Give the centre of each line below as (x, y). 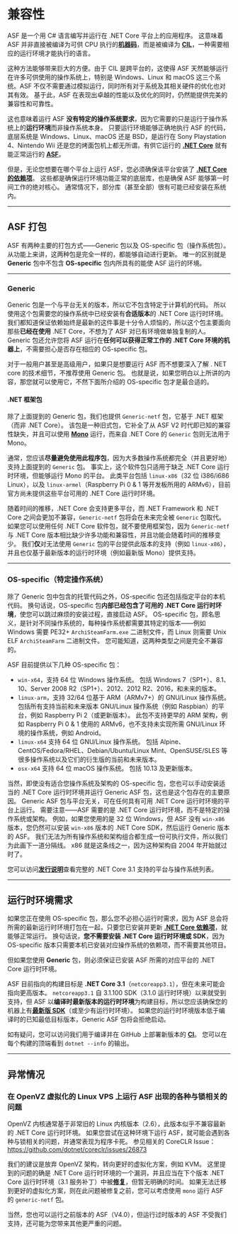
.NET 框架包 (25, 399)
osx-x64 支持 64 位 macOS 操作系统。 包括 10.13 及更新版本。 (107, 768)
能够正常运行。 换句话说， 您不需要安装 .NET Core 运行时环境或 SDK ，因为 (116, 936)
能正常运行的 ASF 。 (36, 154)
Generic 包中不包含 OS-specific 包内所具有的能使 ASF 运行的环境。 (107, 263)
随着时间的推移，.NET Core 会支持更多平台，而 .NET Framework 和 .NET (113, 509)
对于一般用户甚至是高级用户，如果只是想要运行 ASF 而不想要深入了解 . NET (117, 364)
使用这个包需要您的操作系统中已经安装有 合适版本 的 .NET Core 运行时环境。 (117, 314)
